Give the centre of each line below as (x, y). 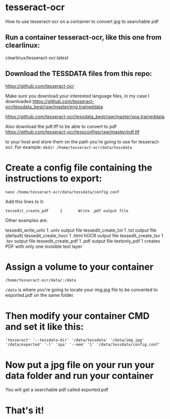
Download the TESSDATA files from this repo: (79, 74)
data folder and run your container (79, 375)
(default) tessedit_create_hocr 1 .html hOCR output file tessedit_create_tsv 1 (84, 235)
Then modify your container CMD (77, 316)
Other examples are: (27, 220)
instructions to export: (54, 178)
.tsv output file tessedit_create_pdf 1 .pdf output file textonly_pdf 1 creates (83, 241)
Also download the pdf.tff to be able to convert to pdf (61, 126)
